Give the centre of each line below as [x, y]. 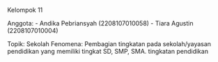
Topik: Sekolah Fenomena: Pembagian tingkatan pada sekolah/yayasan [109, 44]
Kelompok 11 [25, 10]
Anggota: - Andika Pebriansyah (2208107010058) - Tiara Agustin [100, 23]
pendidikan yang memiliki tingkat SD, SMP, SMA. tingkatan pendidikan [108, 51]
